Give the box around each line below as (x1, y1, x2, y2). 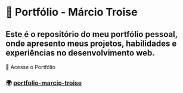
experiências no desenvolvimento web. (5, 48, 156, 58)
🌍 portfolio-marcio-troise (5, 79, 82, 87)
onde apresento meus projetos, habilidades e (5, 38, 177, 48)
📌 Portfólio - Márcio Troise (5, 5, 138, 19)
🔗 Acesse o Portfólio (5, 64, 56, 70)
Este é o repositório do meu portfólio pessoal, (5, 29, 178, 39)
